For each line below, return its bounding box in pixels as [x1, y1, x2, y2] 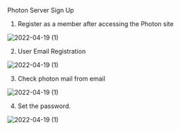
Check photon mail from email [17, 74, 106, 83]
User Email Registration [17, 47, 86, 55]
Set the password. [17, 102, 71, 110]
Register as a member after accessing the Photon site [17, 20, 174, 28]
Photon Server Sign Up [7, 6, 74, 14]
